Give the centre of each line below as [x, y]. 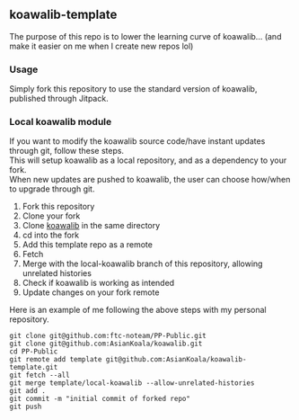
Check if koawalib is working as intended [98, 283]
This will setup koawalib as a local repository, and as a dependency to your [148, 160]
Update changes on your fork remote [91, 292]
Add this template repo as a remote [87, 245]
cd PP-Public [34, 352]
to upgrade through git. [52, 189]
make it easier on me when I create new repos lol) [101, 46]
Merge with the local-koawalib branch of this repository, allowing [142, 264]
